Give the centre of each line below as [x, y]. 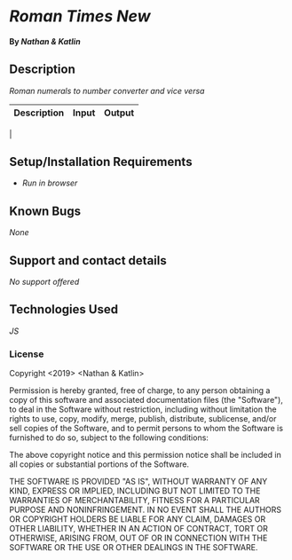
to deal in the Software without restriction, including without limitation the [143, 409]
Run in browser [50, 183]
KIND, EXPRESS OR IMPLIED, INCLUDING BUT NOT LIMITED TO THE [135, 491]
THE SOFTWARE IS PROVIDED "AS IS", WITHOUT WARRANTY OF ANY [138, 482]
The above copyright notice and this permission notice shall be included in [145, 455]
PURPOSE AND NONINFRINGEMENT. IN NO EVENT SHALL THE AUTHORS [146, 510]
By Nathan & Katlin [45, 41]
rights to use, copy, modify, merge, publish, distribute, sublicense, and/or [143, 419]
